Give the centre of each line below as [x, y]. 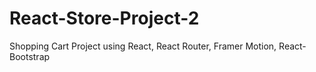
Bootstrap [30, 56]
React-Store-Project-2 [104, 18]
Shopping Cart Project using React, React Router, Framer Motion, [143, 46]
